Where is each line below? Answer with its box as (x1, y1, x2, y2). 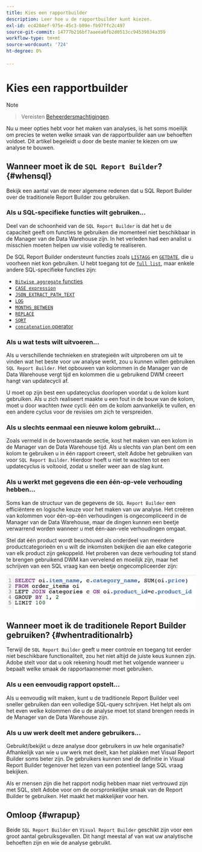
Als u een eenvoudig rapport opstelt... (6, 680, 120, 689)
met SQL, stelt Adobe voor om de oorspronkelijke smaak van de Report (6, 786, 183, 793)
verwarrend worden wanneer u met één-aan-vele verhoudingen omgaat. (6, 525, 187, 532)
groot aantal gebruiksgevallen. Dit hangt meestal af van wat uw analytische (6, 832, 193, 840)
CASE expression (14, 285, 56, 291)
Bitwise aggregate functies (14, 278, 83, 285)
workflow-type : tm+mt (6, 35, 61, 42)
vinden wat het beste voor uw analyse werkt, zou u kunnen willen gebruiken (6, 358, 195, 365)
